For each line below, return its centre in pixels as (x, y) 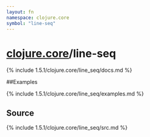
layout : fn (20, 12)
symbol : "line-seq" (31, 23)
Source (20, 113)
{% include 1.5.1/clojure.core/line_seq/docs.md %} (69, 70)
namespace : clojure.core (38, 18)
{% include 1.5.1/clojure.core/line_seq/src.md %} (67, 128)
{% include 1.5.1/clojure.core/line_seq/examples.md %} (75, 94)
